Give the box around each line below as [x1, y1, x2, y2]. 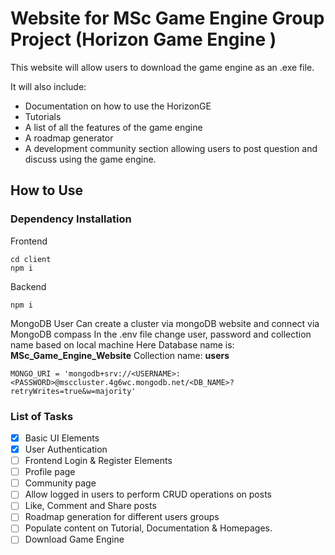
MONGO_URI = [10, 368, 60, 379]
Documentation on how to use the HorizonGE [24, 100, 212, 112]
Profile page [24, 466, 76, 478]
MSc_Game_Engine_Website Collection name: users [10, 349, 230, 361]
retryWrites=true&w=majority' [10, 386, 137, 396]
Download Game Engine [24, 533, 125, 546]
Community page [24, 477, 97, 489]
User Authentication [24, 443, 108, 455]
